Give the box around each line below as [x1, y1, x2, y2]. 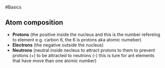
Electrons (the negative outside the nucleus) [12, 42, 104, 48]
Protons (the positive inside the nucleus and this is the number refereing [12, 32, 161, 37]
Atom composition [5, 18, 63, 27]
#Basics [5, 4, 22, 10]
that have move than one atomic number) [12, 58, 97, 64]
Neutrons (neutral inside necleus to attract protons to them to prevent [12, 47, 155, 53]
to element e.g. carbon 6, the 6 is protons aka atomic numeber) [12, 36, 142, 42]
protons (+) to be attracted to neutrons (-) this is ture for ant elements [12, 52, 155, 58]
